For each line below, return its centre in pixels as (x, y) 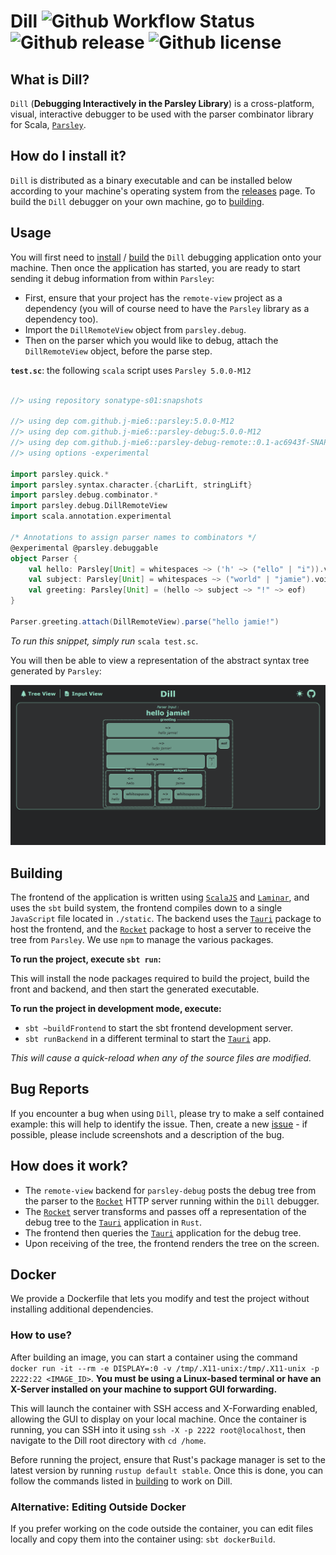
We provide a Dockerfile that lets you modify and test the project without (160, 1299)
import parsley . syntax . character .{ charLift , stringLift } (131, 485)
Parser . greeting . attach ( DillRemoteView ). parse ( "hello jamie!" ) (145, 621)
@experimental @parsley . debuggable (84, 548)
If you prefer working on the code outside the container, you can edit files (162, 1529)
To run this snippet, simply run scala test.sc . (104, 641)
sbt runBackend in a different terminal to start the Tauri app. (148, 1038)
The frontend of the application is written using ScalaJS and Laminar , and (160, 897)
